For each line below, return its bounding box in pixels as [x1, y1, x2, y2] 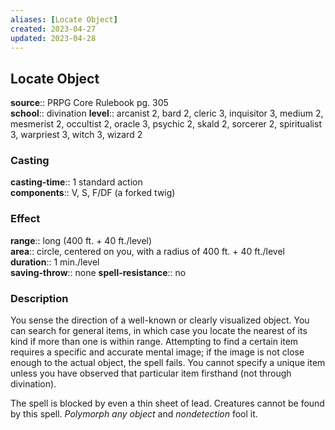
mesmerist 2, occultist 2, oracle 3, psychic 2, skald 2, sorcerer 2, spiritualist [10, 118, 322, 130]
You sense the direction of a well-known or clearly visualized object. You [10, 314, 310, 326]
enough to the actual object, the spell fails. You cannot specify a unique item [10, 357, 326, 369]
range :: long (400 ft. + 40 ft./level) [10, 234, 153, 246]
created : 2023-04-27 [10, 24, 97, 34]
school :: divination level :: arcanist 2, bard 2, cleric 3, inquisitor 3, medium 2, [10, 107, 324, 120]
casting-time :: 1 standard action [10, 176, 143, 188]
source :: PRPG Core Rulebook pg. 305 [10, 97, 169, 109]
